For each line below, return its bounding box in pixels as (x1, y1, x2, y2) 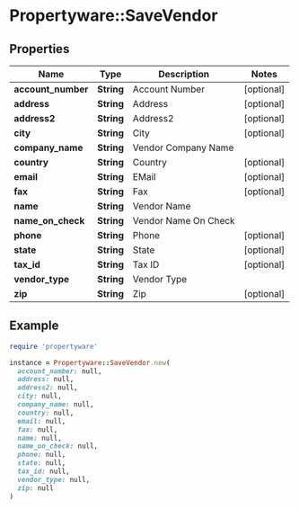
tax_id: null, (17, 467, 70, 477)
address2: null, (17, 383, 78, 392)
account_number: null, (17, 366, 102, 376)
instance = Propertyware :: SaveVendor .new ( (9, 358, 171, 367)
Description (158, 68, 209, 80)
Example (9, 318, 59, 334)
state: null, (17, 459, 66, 468)
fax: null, (17, 424, 58, 434)
